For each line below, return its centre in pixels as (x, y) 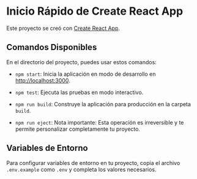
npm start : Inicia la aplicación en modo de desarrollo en (85, 74)
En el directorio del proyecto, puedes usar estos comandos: (82, 62)
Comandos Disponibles (52, 47)
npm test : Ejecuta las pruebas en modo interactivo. (79, 92)
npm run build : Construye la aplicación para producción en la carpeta (103, 104)
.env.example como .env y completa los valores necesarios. (82, 169)
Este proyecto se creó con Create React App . (63, 28)
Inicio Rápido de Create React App (95, 11)
